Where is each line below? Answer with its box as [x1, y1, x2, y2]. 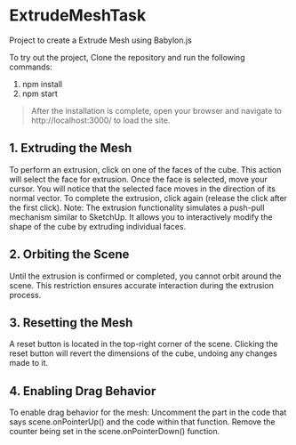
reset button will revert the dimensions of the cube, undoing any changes [9, 348, 277, 359]
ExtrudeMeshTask [9, 5, 147, 26]
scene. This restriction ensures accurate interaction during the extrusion [9, 279, 274, 290]
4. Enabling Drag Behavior [9, 384, 156, 399]
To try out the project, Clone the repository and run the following [9, 52, 245, 62]
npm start [21, 88, 58, 99]
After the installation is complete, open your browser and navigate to [30, 105, 283, 116]
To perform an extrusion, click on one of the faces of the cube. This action [9, 164, 282, 174]
